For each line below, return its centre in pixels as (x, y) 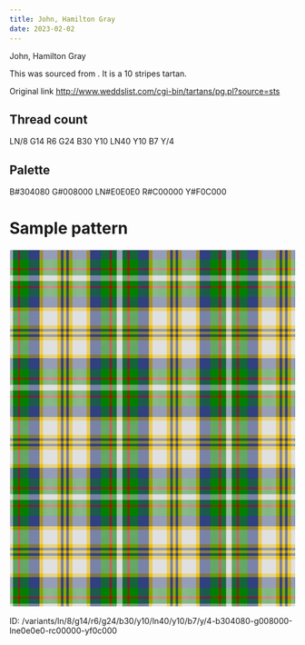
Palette (30, 169)
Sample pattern (69, 228)
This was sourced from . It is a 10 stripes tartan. (98, 74)
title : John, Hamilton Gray (63, 19)
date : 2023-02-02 (42, 29)
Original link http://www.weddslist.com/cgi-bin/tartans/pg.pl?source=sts (145, 91)
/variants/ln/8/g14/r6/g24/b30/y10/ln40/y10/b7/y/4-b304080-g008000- (157, 621)
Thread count (49, 119)
